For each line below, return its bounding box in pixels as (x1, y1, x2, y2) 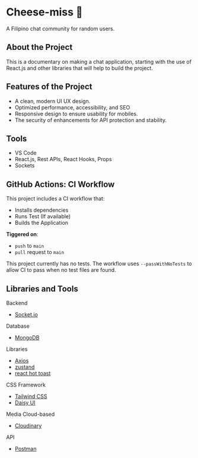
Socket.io (14, 311, 39, 318)
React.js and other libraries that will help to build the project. (6, 64, 153, 71)
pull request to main (14, 249, 64, 256)
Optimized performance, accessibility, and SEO (14, 103, 130, 111)
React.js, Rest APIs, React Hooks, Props (14, 156, 112, 163)
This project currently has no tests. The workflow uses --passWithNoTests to (6, 260, 192, 267)
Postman (14, 446, 37, 452)
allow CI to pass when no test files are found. (6, 266, 117, 274)
